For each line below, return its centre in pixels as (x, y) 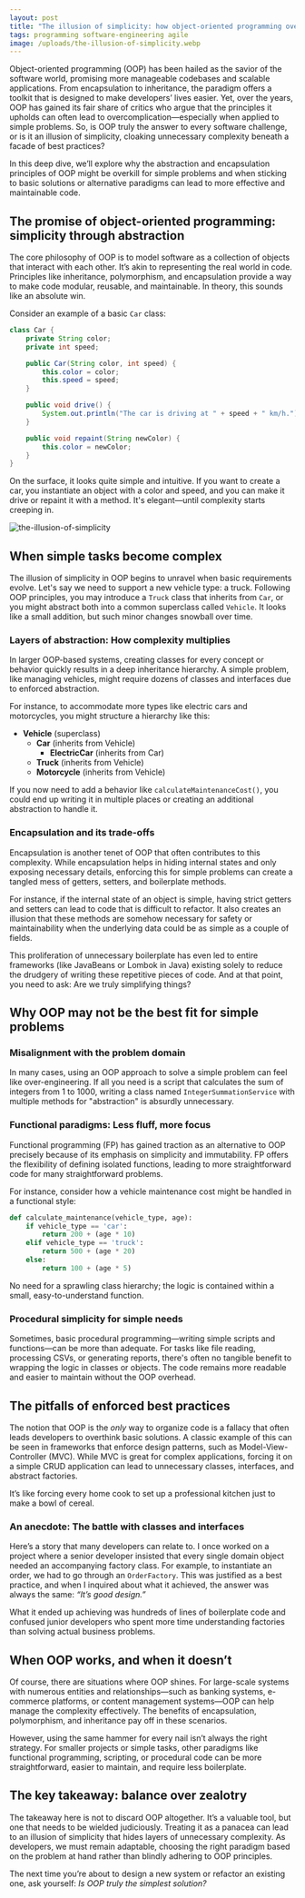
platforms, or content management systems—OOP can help (163, 1701)
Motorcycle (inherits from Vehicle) (101, 772)
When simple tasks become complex (116, 556)
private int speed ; (63, 347)
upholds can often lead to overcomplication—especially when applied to (144, 117)
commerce (30, 1701)
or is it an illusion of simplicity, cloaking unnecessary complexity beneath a (149, 136)
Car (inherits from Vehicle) (86, 743)
